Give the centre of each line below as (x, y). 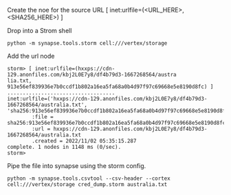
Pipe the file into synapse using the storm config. (77, 166)
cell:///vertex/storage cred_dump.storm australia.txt (87, 185)
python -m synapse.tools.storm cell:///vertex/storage (87, 43)
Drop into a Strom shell (40, 31)
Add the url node (31, 56)
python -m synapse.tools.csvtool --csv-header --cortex (89, 178)
